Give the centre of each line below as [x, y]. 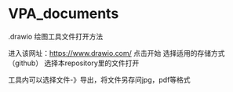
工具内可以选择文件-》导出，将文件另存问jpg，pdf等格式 [99, 79]
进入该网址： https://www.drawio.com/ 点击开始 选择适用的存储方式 [116, 53]
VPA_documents [64, 14]
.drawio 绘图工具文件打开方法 [56, 36]
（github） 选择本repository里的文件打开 [74, 63]
